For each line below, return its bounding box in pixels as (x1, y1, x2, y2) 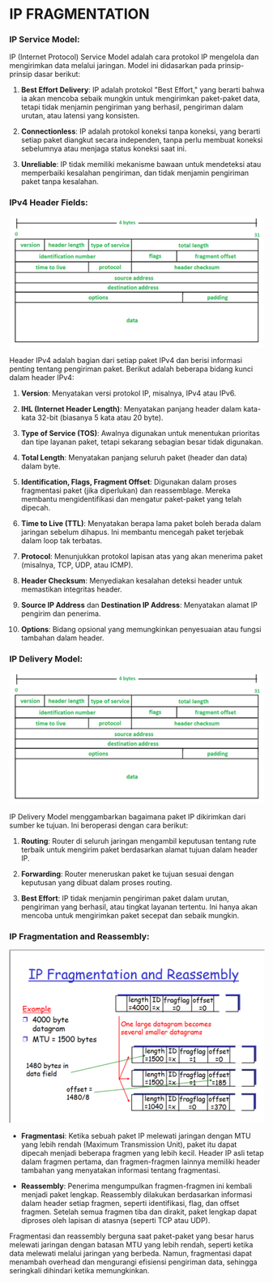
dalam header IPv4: (9, 373, 75, 383)
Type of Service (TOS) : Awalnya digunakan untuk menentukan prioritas (20, 429, 260, 438)
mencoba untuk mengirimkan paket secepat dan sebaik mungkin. (20, 910, 240, 920)
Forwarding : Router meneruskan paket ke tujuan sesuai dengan (20, 869, 234, 879)
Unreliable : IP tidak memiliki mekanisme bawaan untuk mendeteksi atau (20, 160, 262, 169)
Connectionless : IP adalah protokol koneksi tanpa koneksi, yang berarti (20, 126, 261, 136)
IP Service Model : (9, 34, 80, 45)
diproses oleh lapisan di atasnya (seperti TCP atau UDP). (20, 1216, 211, 1225)
